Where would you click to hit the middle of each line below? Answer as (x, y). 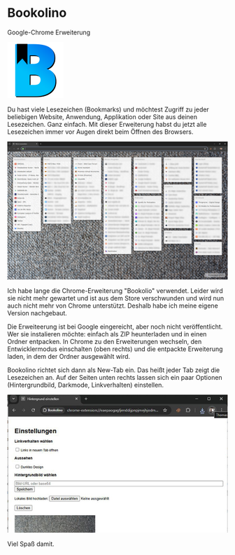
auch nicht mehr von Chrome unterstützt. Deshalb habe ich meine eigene (113, 306)
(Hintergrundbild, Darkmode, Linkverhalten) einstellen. (86, 385)
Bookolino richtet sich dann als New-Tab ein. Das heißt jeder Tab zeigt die (114, 370)
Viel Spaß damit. (31, 544)
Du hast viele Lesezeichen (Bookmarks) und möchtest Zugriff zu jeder (108, 109)
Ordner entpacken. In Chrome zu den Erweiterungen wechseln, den (105, 341)
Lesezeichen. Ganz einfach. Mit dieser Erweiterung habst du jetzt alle (107, 124)
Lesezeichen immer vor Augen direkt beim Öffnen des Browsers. (100, 132)
